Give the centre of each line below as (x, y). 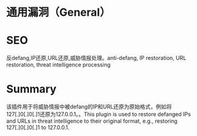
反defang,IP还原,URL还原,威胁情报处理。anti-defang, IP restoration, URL (96, 58)
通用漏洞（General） (58, 12)
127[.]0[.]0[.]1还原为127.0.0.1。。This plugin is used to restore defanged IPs (98, 114)
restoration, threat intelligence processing (58, 65)
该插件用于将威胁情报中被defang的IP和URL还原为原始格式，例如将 (89, 107)
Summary (31, 89)
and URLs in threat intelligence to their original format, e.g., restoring (92, 121)
